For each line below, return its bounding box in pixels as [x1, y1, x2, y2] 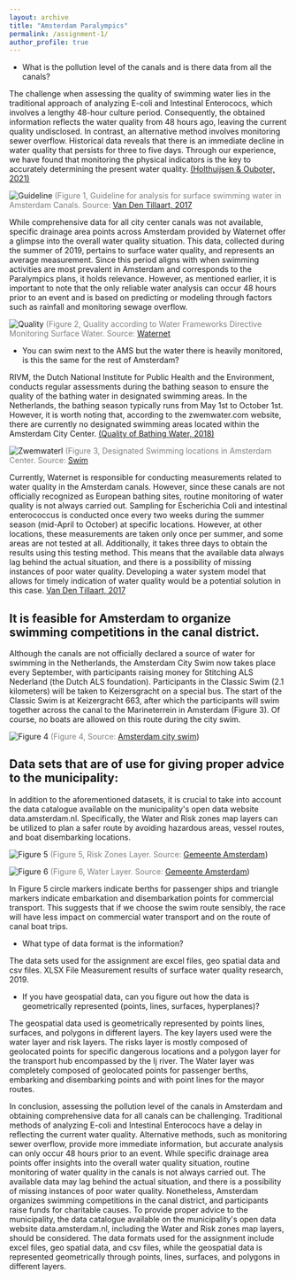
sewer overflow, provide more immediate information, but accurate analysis [9, 1138, 284, 1149]
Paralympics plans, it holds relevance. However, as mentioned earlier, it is [9, 274, 277, 284]
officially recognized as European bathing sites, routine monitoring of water [9, 491, 284, 501]
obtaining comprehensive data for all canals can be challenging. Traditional [9, 1110, 283, 1121]
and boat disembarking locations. [9, 832, 131, 842]
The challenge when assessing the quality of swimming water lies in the [9, 89, 271, 99]
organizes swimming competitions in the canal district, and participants [9, 1195, 269, 1206]
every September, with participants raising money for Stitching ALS [9, 667, 254, 678]
